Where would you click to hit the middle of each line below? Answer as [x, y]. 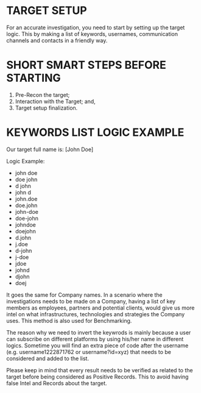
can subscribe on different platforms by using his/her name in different [95, 339]
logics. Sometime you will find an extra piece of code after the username [97, 345]
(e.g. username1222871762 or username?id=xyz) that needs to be [89, 352]
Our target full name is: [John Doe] [50, 149]
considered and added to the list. [48, 358]
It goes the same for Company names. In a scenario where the [84, 295]
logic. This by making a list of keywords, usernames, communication [92, 34]
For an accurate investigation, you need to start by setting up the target [96, 27]
